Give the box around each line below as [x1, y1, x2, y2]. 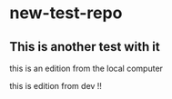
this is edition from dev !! [9, 81, 103, 91]
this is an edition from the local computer [9, 63, 164, 74]
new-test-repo [9, 3, 123, 24]
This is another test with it [9, 39, 161, 54]
